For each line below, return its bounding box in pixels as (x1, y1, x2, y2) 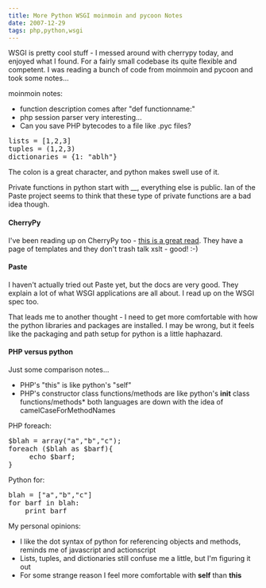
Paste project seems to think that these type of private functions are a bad (8, 191, 252, 201)
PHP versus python (8, 347, 74, 357)
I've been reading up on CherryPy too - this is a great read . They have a (8, 235, 244, 245)
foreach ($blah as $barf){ (8, 444, 114, 453)
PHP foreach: (8, 420, 52, 430)
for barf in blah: (8, 498, 80, 507)
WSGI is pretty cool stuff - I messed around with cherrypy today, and (8, 48, 234, 58)
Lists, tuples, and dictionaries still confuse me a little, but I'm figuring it (19, 553, 251, 563)
